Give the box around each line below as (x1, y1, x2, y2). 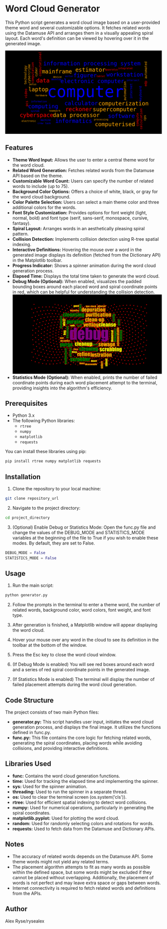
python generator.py (5, 593, 48, 598)
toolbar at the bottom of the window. (12, 642, 87, 648)
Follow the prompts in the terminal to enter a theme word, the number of (12, 602, 161, 608)
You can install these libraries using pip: (5, 449, 87, 455)
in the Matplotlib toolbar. (12, 257, 63, 263)
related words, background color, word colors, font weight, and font (12, 607, 151, 613)
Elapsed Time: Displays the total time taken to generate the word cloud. (12, 273, 160, 279)
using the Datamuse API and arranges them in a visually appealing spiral (5, 30, 153, 36)
